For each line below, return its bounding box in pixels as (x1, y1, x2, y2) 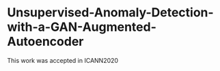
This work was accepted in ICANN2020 (7, 56, 118, 64)
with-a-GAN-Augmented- (7, 19, 157, 35)
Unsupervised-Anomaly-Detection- (7, 5, 214, 20)
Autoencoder (7, 34, 84, 49)
